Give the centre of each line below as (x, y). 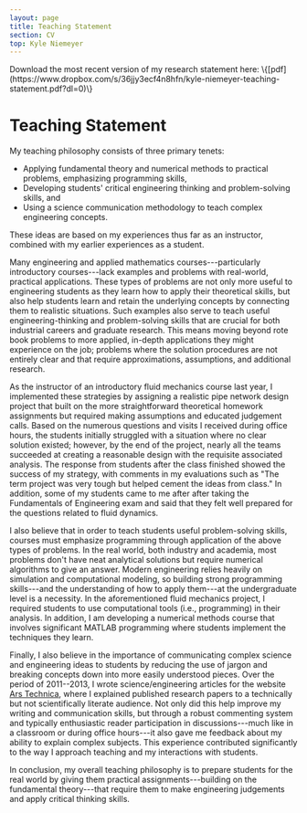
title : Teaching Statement (61, 26)
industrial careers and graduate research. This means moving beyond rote (149, 331)
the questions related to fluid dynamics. (84, 513)
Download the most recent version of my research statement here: (135, 69)
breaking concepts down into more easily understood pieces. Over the (142, 675)
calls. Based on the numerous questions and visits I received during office (148, 426)
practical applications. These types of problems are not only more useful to (151, 282)
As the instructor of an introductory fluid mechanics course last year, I (141, 387)
